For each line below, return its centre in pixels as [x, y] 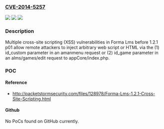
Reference [16, 82]
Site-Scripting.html [32, 99]
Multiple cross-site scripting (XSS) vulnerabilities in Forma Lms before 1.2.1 [82, 42]
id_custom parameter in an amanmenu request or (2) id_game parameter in [82, 53]
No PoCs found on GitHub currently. [42, 121]
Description [20, 31]
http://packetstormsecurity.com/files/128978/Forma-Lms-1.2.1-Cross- [84, 93]
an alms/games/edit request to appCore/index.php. [57, 58]
